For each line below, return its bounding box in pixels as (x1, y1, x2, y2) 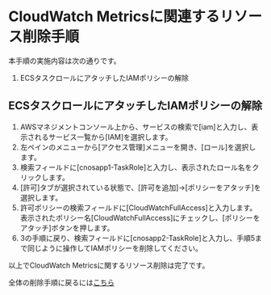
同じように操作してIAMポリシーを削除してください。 (27, 243, 203, 253)
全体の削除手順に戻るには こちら (8, 277, 115, 287)
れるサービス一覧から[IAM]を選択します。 (34, 132, 173, 141)
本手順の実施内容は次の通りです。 (8, 56, 121, 65)
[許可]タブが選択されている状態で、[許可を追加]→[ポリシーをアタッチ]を (19, 183, 261, 192)
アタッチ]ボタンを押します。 (19, 223, 115, 233)
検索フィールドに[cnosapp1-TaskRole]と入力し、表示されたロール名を (19, 162, 252, 172)
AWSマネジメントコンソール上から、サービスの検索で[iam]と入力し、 (19, 122, 252, 132)
